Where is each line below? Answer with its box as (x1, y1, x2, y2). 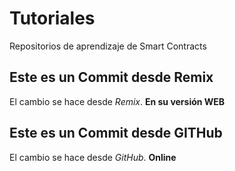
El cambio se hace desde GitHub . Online (9, 151, 177, 163)
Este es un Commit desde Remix (9, 69, 214, 86)
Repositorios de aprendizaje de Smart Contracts (9, 40, 207, 52)
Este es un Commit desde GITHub (9, 125, 223, 142)
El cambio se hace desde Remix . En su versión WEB (9, 95, 226, 107)
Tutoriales (9, 7, 96, 30)
